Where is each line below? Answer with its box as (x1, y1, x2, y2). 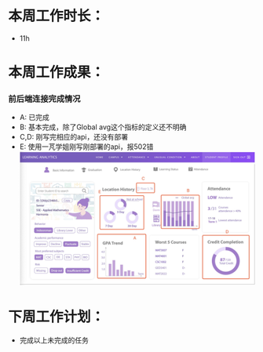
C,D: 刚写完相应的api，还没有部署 (19, 132, 128, 142)
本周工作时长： (8, 7, 105, 25)
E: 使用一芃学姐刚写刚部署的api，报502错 (19, 142, 154, 151)
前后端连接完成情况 (8, 93, 81, 104)
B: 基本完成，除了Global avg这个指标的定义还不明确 (19, 122, 187, 132)
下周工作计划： (8, 308, 105, 326)
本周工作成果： (8, 64, 105, 82)
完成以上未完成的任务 (19, 336, 89, 345)
